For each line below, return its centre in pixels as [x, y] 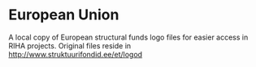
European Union [64, 15]
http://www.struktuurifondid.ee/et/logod [76, 54]
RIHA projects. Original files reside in [70, 45]
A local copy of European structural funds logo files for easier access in [128, 37]
